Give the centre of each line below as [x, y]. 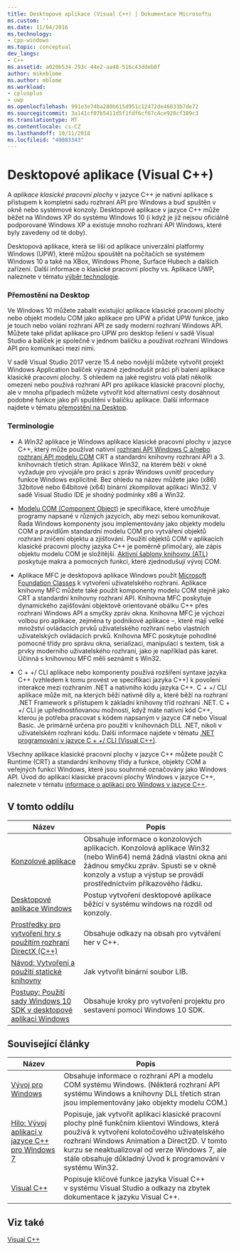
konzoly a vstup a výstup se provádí [144, 875]
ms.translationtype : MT [43, 120]
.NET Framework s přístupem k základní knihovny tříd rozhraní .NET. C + [124, 702]
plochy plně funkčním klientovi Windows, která [141, 1123]
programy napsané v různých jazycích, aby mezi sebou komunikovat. [119, 516]
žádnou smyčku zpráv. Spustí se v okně [150, 865]
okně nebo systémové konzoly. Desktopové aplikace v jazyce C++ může [113, 210]
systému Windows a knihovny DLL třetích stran [142, 1094]
